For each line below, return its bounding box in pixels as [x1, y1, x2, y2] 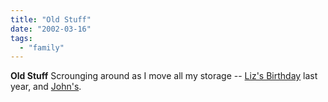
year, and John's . [10, 81, 82, 93]
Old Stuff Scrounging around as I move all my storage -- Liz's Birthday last [10, 70, 318, 82]
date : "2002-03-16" [10, 24, 92, 34]
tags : [10, 33, 33, 43]
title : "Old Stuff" [10, 14, 92, 25]
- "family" [19, 42, 65, 53]
